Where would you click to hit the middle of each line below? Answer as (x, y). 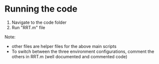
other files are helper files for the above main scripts (64, 46)
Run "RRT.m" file (28, 27)
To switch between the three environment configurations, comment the (83, 51)
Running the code (41, 9)
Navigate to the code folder (39, 22)
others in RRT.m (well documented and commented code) (69, 56)
